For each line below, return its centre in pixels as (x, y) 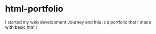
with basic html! (21, 27)
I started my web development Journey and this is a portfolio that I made (78, 22)
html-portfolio (34, 9)
